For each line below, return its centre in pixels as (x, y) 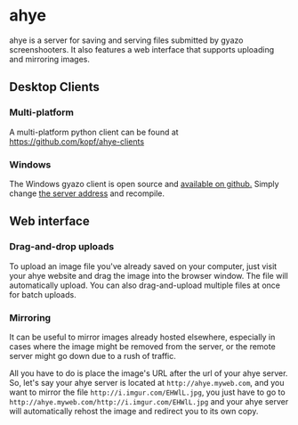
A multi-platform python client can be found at (94, 132)
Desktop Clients (54, 87)
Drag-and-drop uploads (62, 247)
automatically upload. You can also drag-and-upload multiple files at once (145, 285)
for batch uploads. (43, 294)
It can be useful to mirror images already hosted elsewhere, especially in (142, 337)
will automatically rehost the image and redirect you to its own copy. (134, 411)
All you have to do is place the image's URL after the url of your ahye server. (149, 373)
